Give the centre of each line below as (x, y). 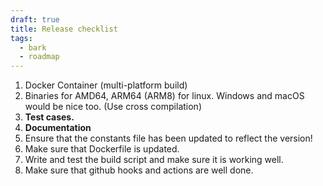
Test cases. (49, 117)
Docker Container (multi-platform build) (106, 85)
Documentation (58, 128)
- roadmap (39, 57)
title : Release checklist (64, 29)
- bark (33, 47)
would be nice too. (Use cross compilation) (113, 107)
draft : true (35, 19)
